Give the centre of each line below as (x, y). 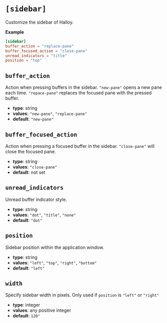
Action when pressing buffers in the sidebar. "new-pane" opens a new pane (83, 87)
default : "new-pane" (33, 119)
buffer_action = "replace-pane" (39, 46)
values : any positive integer (42, 310)
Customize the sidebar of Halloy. (39, 22)
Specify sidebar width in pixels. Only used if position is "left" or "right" (82, 295)
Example (15, 32)
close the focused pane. (31, 151)
